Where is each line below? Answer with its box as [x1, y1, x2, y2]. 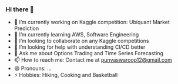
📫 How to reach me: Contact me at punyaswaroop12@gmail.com [14, 56, 173, 63]
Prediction [14, 25, 39, 32]
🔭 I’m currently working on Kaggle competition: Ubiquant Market [14, 19, 170, 26]
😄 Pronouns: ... [14, 65, 52, 72]
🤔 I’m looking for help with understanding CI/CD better [14, 43, 146, 51]
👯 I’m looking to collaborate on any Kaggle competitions [14, 38, 149, 45]
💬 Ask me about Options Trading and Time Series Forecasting [14, 50, 164, 57]
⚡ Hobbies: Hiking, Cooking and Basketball [14, 72, 118, 79]
